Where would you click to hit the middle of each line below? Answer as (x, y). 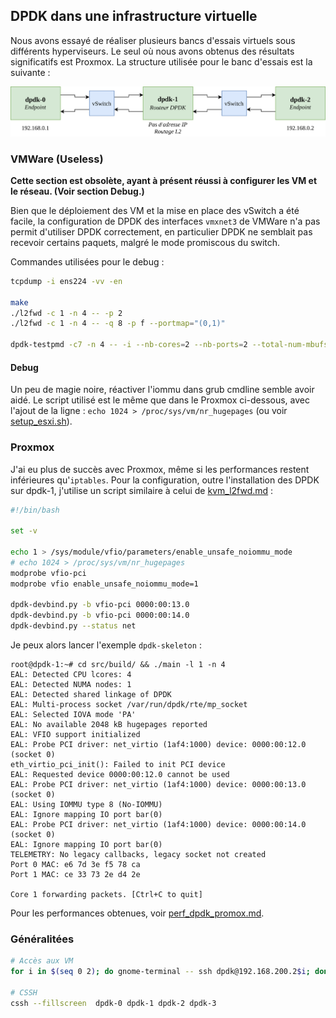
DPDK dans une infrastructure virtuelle (134, 16)
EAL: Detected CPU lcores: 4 (71, 675)
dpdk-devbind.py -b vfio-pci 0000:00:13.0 (100, 605)
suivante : (30, 72)
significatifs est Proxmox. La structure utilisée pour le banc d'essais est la (161, 61)
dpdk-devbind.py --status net (73, 626)
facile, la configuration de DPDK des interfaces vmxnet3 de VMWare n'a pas (165, 221)
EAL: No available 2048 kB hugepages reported (109, 725)
